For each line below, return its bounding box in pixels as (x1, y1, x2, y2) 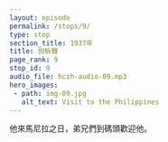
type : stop (9, 30, 51, 39)
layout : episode (9, 13, 70, 23)
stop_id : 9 (9, 64, 51, 73)
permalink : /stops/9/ (9, 22, 91, 31)
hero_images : (9, 80, 59, 90)
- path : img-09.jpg (13, 89, 88, 98)
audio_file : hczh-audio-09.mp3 (9, 72, 127, 81)
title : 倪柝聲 (9, 47, 59, 56)
